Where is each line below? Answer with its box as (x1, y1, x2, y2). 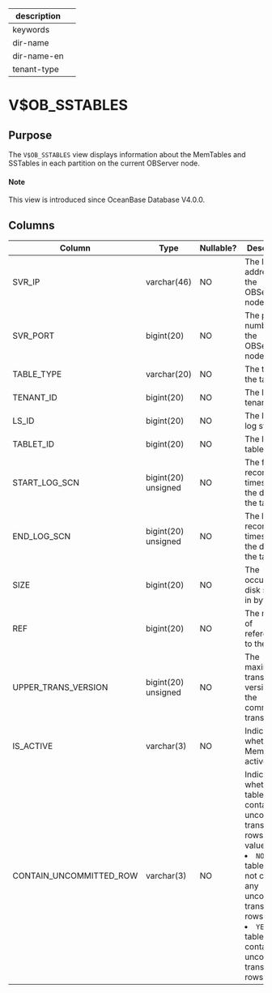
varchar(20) (145, 369, 192, 380)
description (15, 11, 61, 21)
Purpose (8, 128, 53, 142)
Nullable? (199, 242, 237, 254)
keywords (12, 24, 50, 35)
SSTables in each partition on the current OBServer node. (8, 158, 201, 168)
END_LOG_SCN (12, 531, 71, 542)
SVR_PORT (12, 330, 55, 341)
